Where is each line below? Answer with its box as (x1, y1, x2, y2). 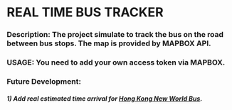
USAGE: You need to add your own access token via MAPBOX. (6, 57, 226, 67)
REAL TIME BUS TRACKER (6, 4, 164, 21)
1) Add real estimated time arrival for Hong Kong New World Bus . (6, 94, 203, 103)
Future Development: (6, 76, 81, 86)
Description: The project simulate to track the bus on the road (6, 30, 224, 40)
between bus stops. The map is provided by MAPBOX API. (6, 38, 211, 48)
